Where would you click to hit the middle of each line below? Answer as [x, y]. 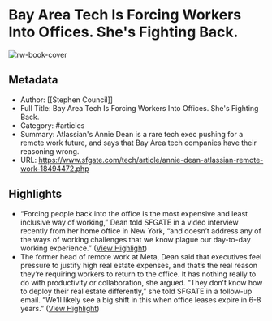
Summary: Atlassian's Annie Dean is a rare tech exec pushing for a [132, 134]
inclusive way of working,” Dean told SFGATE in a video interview [129, 222]
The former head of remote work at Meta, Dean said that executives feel [141, 256]
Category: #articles [52, 125]
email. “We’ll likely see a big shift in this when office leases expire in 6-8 [140, 300]
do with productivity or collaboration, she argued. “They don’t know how [141, 282]
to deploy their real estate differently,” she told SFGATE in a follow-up [136, 291]
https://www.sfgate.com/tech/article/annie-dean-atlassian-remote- [151, 160]
